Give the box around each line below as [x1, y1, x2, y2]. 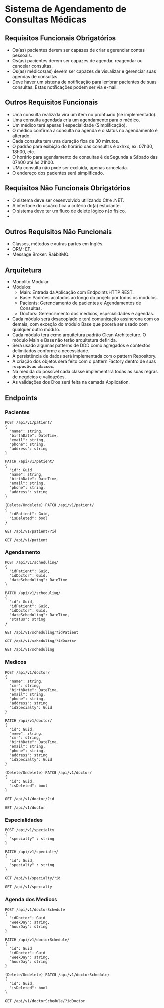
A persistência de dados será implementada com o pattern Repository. [12, 353, 157, 359]
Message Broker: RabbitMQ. [12, 251, 70, 257]
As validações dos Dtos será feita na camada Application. [12, 379, 130, 385]
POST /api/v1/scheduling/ [5, 560, 58, 565]
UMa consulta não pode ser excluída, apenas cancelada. [12, 164, 128, 170]
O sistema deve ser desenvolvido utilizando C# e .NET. [12, 197, 125, 203]
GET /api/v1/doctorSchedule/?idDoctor [5, 999, 85, 1004]
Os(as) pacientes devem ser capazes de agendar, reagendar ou [12, 58, 143, 63]
